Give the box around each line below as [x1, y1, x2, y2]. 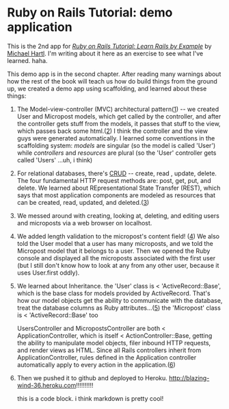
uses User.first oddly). [16, 269, 80, 277]
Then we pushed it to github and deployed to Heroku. [16, 373, 167, 382]
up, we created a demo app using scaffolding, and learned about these [7, 84, 207, 92]
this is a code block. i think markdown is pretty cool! [16, 394, 164, 402]
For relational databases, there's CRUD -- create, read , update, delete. [16, 169, 217, 177]
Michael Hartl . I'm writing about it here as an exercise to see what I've [7, 49, 204, 58]
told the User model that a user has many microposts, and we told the [16, 239, 213, 247]
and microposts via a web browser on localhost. [16, 219, 152, 227]
